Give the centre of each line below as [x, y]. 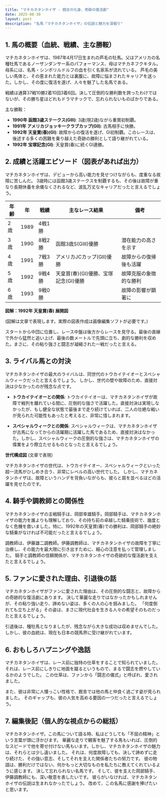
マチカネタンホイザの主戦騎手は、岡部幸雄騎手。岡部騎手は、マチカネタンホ [83, 514]
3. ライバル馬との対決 [38, 361]
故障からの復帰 [139, 256]
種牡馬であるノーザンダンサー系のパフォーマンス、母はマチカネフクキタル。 [83, 64]
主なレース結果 [86, 210]
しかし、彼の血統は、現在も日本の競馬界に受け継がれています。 [70, 632]
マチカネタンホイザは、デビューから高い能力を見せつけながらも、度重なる [81, 174]
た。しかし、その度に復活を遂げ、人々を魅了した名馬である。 [68, 83]
